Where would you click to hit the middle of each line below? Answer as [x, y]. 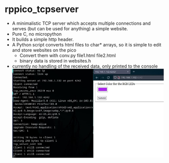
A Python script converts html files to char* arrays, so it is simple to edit [87, 44]
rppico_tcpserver [42, 9]
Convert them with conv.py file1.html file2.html [68, 55]
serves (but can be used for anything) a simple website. [70, 28]
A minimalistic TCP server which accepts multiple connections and [81, 23]
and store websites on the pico [44, 50]
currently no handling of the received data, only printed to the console [85, 66]
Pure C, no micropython [37, 34]
